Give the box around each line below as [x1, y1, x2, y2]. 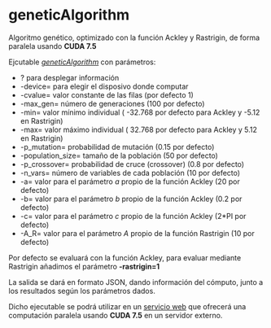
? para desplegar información [20, 72, 120, 82]
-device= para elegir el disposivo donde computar [20, 81, 189, 91]
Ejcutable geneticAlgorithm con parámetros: [8, 57, 156, 67]
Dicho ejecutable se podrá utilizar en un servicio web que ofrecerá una [8, 301, 247, 311]
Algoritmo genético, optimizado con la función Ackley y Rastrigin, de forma [8, 33, 260, 42]
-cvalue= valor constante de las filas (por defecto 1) [20, 90, 194, 99]
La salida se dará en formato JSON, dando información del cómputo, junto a [8, 277, 264, 286]
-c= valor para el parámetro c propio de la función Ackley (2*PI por [20, 211, 247, 221]
